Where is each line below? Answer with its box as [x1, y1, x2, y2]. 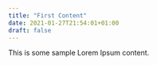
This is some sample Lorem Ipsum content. [8, 48, 150, 58]
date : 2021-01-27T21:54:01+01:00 [8, 19, 120, 27]
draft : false [8, 26, 52, 34]
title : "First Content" [8, 11, 88, 20]
